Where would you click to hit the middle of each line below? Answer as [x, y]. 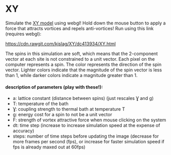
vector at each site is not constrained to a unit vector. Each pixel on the [80, 59]
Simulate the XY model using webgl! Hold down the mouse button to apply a [85, 23]
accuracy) [23, 131]
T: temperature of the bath [40, 104]
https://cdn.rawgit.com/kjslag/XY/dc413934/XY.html [61, 43]
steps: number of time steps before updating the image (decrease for [86, 136]
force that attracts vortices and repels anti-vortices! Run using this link [79, 28]
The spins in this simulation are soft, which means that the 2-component [82, 54]
